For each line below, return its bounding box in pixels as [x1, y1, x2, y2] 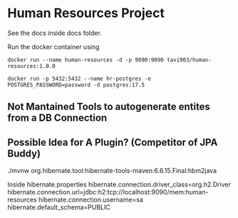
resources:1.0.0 [7, 62, 56, 69]
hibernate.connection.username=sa [38, 195, 144, 204]
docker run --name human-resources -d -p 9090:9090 [7, 56, 164, 64]
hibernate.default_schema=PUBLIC [7, 203, 110, 212]
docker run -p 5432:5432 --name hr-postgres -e [7, 75, 152, 82]
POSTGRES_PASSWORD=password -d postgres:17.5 [7, 81, 145, 89]
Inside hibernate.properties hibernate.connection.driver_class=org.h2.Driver [7, 180, 232, 189]
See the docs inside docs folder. [7, 29, 102, 37]
